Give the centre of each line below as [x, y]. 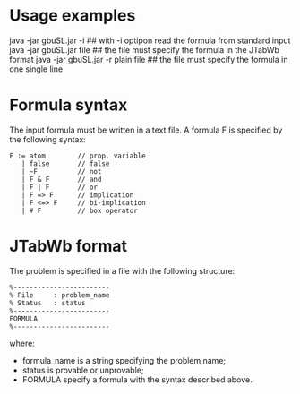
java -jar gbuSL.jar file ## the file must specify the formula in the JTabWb [145, 49]
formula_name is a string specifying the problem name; [124, 360]
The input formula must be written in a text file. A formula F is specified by [146, 130]
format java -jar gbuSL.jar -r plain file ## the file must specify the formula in [149, 59]
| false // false [65, 163]
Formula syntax [69, 105]
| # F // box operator [80, 210]
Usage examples [73, 16]
